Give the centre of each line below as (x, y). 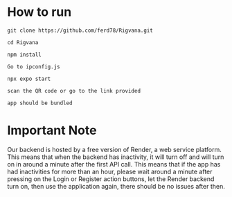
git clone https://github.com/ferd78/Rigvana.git (80, 30)
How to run (39, 12)
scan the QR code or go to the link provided (74, 91)
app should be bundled (40, 103)
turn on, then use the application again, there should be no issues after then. (116, 186)
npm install (24, 55)
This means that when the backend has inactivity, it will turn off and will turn (116, 157)
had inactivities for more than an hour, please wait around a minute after (110, 171)
